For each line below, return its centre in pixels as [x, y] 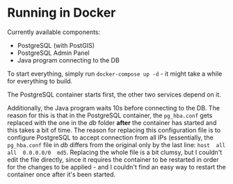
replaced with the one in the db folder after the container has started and [112, 122]
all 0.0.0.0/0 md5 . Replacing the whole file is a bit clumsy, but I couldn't [115, 152]
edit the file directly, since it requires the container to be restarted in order [113, 159]
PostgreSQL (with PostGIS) [56, 45]
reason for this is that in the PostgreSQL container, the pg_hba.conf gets [110, 115]
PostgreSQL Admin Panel [53, 53]
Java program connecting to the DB [68, 60]
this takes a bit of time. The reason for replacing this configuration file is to [114, 130]
